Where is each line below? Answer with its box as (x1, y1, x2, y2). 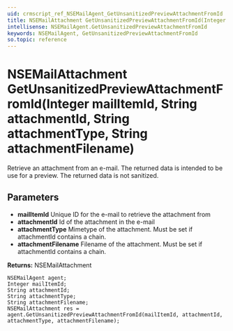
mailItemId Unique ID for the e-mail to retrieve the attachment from (17, 210, 211, 218)
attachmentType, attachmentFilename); (7, 317, 120, 324)
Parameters (7, 192, 59, 204)
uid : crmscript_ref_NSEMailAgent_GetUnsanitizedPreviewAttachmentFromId (7, 10, 223, 17)
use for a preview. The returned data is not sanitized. (7, 171, 159, 180)
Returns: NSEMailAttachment (7, 260, 92, 269)
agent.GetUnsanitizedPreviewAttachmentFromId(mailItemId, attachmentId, (7, 311, 223, 318)
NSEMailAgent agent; (7, 274, 68, 281)
